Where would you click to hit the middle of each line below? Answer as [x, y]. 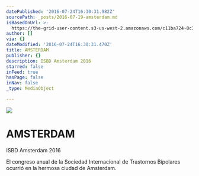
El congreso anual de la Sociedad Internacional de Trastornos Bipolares [93, 162]
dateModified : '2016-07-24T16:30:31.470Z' [59, 45]
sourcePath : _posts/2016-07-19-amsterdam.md [62, 17]
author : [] [20, 34]
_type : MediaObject [30, 89]
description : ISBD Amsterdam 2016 [49, 61]
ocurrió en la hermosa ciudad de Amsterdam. [61, 168]
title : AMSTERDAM [28, 50]
